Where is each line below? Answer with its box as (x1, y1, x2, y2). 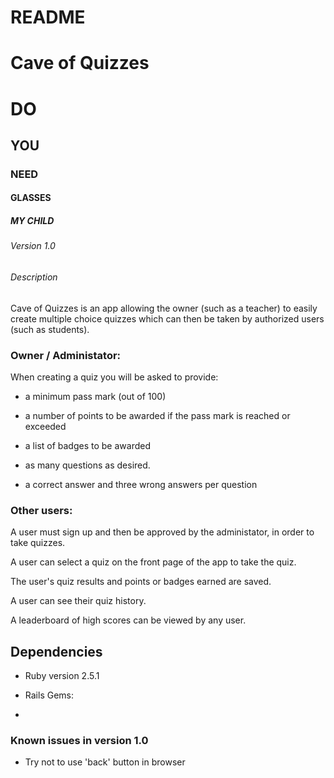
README (10, 6, 86, 29)
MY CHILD (10, 215, 55, 227)
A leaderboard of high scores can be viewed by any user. (10, 614, 247, 626)
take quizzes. (10, 537, 66, 549)
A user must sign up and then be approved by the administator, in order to (10, 526, 315, 538)
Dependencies (10, 643, 103, 660)
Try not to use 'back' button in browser (24, 756, 186, 768)
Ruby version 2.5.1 (24, 670, 100, 682)
